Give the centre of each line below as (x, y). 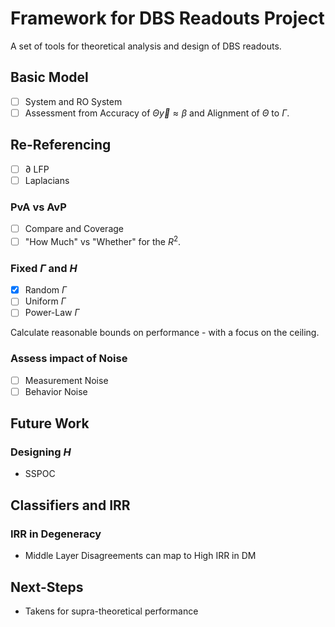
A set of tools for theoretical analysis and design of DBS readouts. (146, 46)
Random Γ (46, 290)
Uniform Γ (45, 301)
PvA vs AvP (38, 207)
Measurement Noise (66, 380)
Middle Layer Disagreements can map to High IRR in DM (140, 556)
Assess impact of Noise (69, 359)
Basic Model (49, 77)
